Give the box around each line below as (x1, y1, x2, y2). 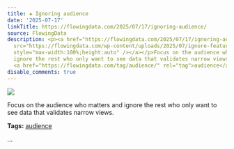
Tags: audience (7, 121, 52, 130)
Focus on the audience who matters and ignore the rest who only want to (7, 100, 217, 109)
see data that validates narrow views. (7, 108, 114, 116)
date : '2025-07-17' (7, 17, 64, 24)
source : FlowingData (7, 29, 68, 37)
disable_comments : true (7, 68, 77, 75)
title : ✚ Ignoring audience (7, 10, 89, 17)
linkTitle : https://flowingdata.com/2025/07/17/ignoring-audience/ (7, 23, 208, 30)
